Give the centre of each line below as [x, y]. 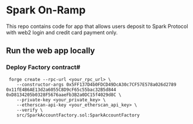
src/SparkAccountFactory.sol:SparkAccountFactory [78, 115]
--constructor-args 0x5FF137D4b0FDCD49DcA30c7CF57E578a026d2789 [96, 84]
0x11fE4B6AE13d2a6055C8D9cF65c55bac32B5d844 [61, 90]
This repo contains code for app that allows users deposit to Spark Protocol [97, 26]
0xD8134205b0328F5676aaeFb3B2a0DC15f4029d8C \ [64, 95]
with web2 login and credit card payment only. [62, 32]
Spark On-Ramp [46, 10]
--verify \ [30, 110]
